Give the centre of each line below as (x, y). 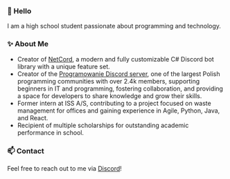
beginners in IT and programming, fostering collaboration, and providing (120, 88)
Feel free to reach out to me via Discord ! (65, 168)
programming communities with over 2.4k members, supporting (108, 81)
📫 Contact (26, 151)
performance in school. (51, 132)
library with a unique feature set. (64, 66)
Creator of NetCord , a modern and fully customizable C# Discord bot (116, 59)
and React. (33, 117)
